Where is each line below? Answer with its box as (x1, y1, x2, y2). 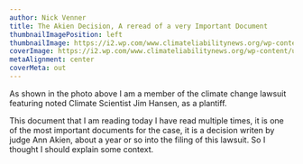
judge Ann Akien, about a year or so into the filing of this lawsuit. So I (9, 134, 266, 145)
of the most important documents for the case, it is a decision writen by (9, 124, 275, 135)
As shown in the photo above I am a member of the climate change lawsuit (9, 87, 287, 99)
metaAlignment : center (9, 55, 95, 64)
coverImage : (9, 47, 54, 56)
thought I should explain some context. (9, 143, 154, 154)
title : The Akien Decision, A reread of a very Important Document (9, 22, 269, 31)
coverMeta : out (9, 64, 67, 73)
